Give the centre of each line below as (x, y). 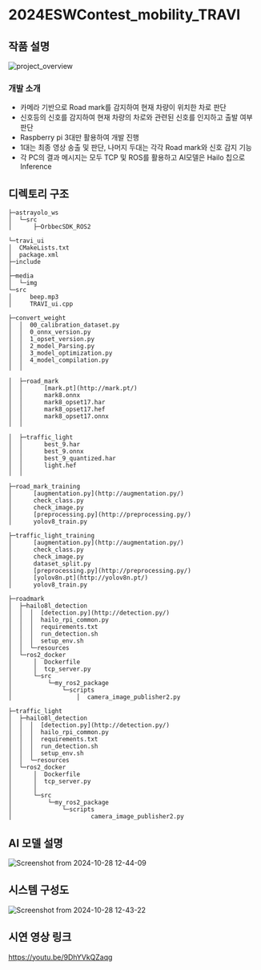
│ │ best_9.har (44, 444)
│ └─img (23, 283)
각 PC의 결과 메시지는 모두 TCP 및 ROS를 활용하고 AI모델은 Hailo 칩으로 (133, 157)
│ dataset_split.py (50, 564)
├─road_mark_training (44, 487)
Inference (36, 167)
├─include (25, 262)
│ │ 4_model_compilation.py (59, 360)
